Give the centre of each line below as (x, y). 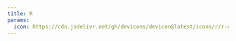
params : (19, 20)
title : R (20, 14)
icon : (22, 26)
